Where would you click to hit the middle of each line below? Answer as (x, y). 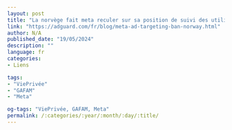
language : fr (26, 53)
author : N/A (24, 33)
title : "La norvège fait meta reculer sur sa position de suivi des (108, 20)
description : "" (30, 46)
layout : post (26, 13)
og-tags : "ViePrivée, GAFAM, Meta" (58, 109)
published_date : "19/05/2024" (51, 39)
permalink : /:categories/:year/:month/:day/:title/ (83, 116)
